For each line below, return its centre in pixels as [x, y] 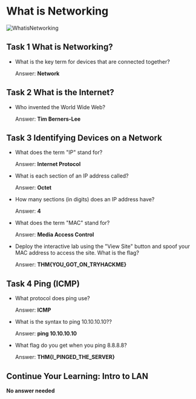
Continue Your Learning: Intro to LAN [77, 376]
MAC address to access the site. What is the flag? [77, 253]
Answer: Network [37, 73]
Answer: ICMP [33, 310]
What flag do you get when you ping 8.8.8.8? [71, 345]
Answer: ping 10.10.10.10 [46, 334]
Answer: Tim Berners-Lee [48, 119]
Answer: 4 [28, 211]
